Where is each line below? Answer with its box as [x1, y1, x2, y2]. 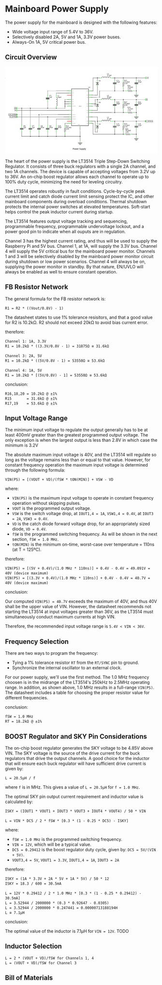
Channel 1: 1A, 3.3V [5, 339, 47, 344]
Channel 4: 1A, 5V [5, 368, 42, 373]
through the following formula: [5, 467, 65, 473]
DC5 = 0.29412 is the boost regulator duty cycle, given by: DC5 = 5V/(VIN [12, 846, 156, 852]
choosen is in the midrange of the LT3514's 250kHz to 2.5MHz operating [5, 679, 150, 685]
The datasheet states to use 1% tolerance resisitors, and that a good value [5, 314, 153, 320]
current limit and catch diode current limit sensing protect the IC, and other [5, 193, 154, 199]
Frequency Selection [5, 637, 69, 646]
